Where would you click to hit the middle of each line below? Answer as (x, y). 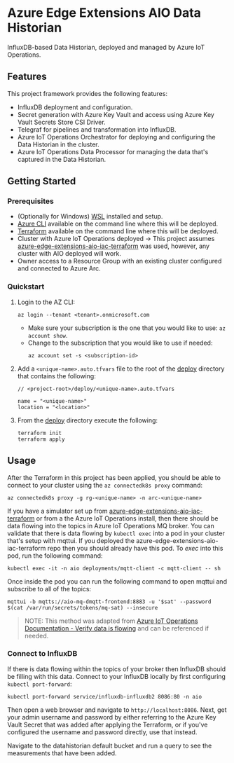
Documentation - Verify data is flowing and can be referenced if (116, 628)
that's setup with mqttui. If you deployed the (71, 540)
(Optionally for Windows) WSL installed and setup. (90, 216)
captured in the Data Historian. (62, 159)
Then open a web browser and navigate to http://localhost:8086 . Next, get (117, 710)
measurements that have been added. (62, 753)
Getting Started (42, 181)
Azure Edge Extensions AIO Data (104, 13)
